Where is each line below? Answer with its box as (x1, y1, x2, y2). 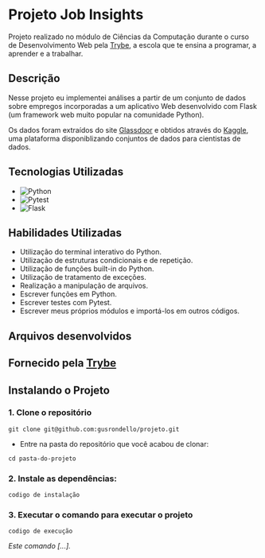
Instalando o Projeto (8, 383, 110, 397)
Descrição (8, 72, 60, 85)
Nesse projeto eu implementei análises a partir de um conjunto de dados (8, 93, 247, 103)
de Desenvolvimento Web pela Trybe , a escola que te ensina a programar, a (8, 40, 257, 49)
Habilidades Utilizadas (8, 226, 122, 239)
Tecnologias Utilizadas (8, 165, 124, 179)
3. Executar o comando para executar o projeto (8, 510, 193, 521)
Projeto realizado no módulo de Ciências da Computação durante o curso (8, 32, 249, 41)
